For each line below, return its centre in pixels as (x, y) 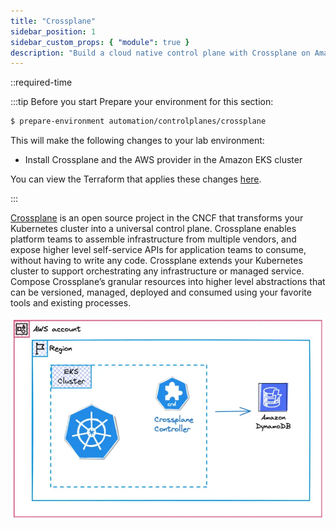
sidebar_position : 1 (53, 31)
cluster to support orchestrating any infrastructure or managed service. (157, 271)
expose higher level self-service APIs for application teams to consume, (158, 250)
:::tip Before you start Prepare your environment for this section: (142, 102)
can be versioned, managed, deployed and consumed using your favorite (161, 292)
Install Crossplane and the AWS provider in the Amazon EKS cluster (163, 160)
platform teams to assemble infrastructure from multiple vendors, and (153, 239)
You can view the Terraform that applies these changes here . (136, 179)
